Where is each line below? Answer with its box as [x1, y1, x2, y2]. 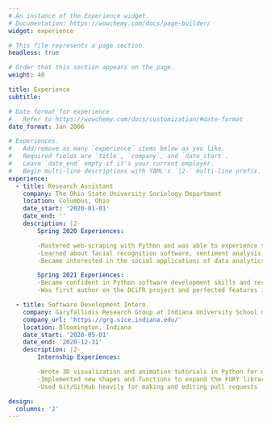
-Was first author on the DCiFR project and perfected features [37, 286, 258, 294]
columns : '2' [15, 405, 60, 413]
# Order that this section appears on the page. [8, 64, 175, 72]
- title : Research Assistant [15, 182, 114, 190]
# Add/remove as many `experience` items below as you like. [8, 144, 226, 153]
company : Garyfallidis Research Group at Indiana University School [23, 308, 258, 316]
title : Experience [8, 85, 70, 94]
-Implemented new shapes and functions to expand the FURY [37, 375, 240, 383]
